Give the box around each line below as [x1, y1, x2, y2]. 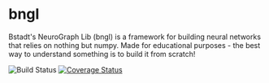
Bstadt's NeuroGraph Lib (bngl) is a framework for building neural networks [8, 32, 262, 41]
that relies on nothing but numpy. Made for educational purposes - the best [8, 40, 261, 50]
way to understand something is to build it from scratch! [8, 49, 196, 59]
